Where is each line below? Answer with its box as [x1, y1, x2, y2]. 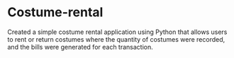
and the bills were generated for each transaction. [7, 42, 154, 51]
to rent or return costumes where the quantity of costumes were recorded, [7, 35, 225, 43]
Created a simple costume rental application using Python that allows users [7, 28, 228, 36]
